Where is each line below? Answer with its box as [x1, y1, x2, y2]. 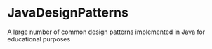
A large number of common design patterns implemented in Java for [7, 28, 206, 36]
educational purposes [7, 35, 71, 43]
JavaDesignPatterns [7, 5, 128, 21]
